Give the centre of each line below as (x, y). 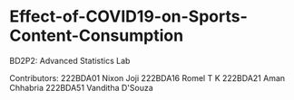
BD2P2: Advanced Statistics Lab (70, 60)
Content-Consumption (97, 36)
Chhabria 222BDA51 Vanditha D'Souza (82, 87)
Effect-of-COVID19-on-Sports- (128, 17)
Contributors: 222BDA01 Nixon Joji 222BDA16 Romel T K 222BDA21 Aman (147, 77)
